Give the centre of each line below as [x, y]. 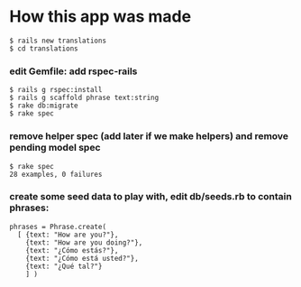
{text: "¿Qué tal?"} [64, 266]
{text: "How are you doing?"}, [84, 242]
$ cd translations [44, 48]
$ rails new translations [58, 41]
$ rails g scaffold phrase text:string [84, 98]
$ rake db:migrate [44, 106]
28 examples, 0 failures [56, 174]
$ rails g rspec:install [56, 90]
